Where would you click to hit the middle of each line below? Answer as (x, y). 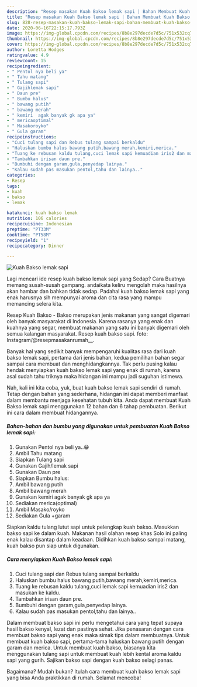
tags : (13, 186)
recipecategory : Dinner (36, 246)
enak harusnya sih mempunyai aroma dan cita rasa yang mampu (84, 297)
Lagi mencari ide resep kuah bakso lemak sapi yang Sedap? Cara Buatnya (96, 279)
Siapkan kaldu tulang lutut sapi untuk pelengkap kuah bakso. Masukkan (93, 527)
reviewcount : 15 (26, 60)
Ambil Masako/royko (40, 510)
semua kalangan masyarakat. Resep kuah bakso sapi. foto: (77, 334)
